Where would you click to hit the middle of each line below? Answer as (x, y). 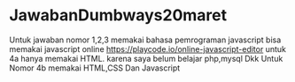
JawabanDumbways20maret (118, 15)
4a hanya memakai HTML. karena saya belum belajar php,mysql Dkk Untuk (146, 58)
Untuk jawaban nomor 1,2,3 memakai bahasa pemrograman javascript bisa (145, 40)
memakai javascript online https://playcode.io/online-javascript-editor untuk (147, 48)
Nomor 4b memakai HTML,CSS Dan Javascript (95, 68)
